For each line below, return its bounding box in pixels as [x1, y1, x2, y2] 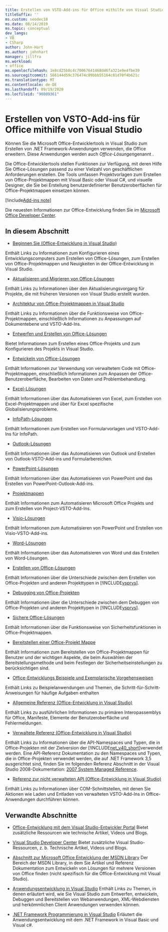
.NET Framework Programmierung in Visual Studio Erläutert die [12, 911, 142, 917]
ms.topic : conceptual [5, 26, 50, 31]
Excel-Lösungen [12, 386, 46, 392]
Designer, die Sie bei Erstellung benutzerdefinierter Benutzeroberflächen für [5, 182, 162, 189]
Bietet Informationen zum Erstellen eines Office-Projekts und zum [5, 340, 140, 347]
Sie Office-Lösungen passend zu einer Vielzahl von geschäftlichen [5, 166, 142, 172]
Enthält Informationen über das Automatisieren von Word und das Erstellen [5, 550, 159, 556]
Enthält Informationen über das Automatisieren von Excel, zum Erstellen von [5, 396, 161, 402]
